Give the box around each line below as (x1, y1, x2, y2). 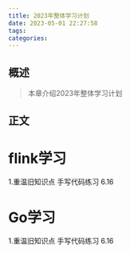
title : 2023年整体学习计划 (8, 11, 89, 20)
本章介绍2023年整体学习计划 (27, 89, 123, 98)
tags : (8, 26, 26, 34)
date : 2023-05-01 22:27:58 (8, 19, 98, 27)
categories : (8, 34, 48, 42)
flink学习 (8, 149, 66, 167)
